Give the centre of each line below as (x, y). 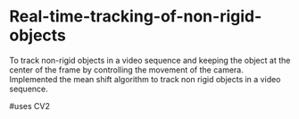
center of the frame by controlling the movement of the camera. (126, 70)
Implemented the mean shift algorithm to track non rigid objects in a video (145, 79)
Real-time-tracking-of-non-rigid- (136, 17)
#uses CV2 (30, 106)
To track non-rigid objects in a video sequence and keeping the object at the (150, 60)
